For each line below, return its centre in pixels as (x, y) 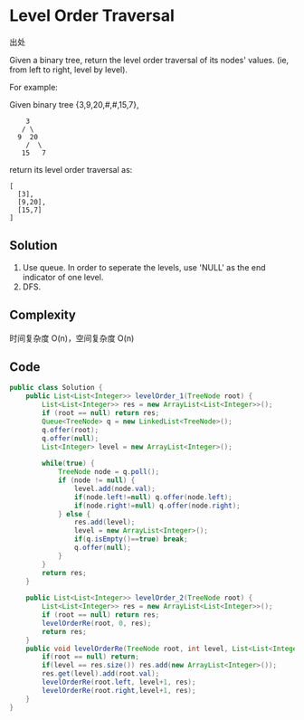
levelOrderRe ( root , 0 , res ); (97, 623)
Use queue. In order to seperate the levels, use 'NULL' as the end (144, 267)
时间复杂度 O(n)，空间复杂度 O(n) (72, 338)
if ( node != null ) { (96, 480)
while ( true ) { (68, 464)
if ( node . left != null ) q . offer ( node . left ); (153, 497)
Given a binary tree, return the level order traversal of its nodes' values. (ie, (149, 60)
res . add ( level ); (104, 522)
